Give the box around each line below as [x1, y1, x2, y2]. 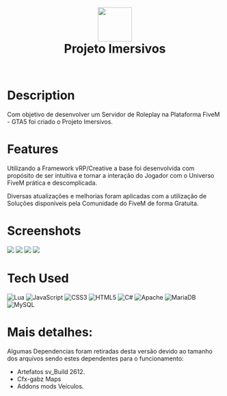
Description [7, 88, 75, 103]
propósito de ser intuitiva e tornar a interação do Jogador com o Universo [7, 171, 215, 179]
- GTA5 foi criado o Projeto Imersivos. [7, 117, 113, 126]
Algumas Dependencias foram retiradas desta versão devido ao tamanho [7, 347, 213, 355]
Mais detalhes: [7, 324, 93, 340]
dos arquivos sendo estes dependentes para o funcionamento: [7, 354, 184, 362]
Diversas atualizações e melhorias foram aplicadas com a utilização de [7, 192, 207, 200]
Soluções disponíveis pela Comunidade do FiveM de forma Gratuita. [7, 199, 199, 207]
